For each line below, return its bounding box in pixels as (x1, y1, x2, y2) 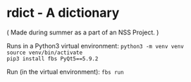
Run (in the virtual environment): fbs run (6, 67, 124, 76)
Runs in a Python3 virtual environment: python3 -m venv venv (6, 41, 184, 50)
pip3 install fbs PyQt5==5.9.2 (6, 55, 99, 62)
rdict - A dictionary (6, 5, 120, 21)
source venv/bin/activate (6, 49, 82, 56)
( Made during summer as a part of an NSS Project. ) (6, 28, 159, 36)
